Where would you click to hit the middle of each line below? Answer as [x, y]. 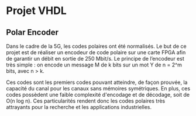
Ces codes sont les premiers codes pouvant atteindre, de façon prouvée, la [97, 82]
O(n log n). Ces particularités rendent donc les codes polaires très [86, 101]
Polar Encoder [32, 32]
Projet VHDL [37, 11]
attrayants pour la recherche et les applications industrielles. [79, 107]
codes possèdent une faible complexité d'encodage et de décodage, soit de [98, 95]
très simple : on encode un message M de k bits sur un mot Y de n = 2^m [94, 65]
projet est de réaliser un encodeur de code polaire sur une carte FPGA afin [96, 52]
